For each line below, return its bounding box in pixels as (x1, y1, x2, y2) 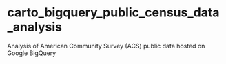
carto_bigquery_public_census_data (7, 5, 220, 20)
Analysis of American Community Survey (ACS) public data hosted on (7, 42, 205, 50)
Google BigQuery (7, 49, 56, 57)
